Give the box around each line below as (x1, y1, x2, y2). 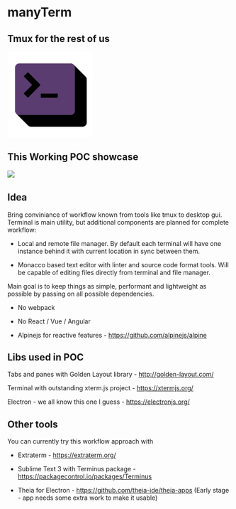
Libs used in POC (7, 351, 84, 363)
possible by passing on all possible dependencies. (7, 289, 154, 298)
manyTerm (7, 4, 72, 21)
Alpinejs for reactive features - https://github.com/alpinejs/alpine (17, 331, 207, 339)
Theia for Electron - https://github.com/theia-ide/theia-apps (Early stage (17, 486, 230, 495)
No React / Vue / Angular (17, 317, 91, 326)
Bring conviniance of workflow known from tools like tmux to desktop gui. (7, 210, 223, 219)
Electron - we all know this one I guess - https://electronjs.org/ (7, 397, 190, 406)
